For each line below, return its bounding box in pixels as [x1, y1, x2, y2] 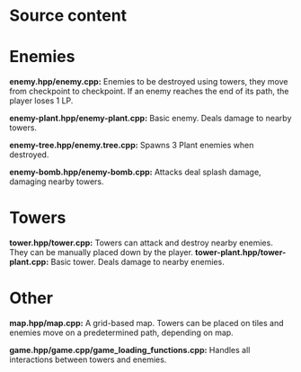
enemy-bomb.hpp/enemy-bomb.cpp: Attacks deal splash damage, [9, 167, 262, 178]
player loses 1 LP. [9, 95, 74, 106]
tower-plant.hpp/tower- [194, 247, 287, 258]
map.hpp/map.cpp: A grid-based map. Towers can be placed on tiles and [9, 318, 284, 328]
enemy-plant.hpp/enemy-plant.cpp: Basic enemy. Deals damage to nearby [9, 113, 292, 124]
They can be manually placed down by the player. [9, 247, 193, 258]
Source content [9, 5, 128, 26]
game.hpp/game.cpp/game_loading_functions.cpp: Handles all [9, 345, 251, 355]
